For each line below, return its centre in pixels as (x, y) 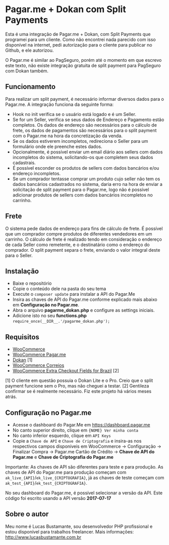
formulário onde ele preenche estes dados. (57, 146)
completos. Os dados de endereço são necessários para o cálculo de (85, 125)
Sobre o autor (27, 514)
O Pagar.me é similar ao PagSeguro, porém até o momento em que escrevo (83, 60)
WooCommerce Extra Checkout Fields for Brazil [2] (66, 371)
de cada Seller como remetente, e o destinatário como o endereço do (77, 245)
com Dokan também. (27, 71)
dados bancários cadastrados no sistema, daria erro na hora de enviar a (88, 184)
